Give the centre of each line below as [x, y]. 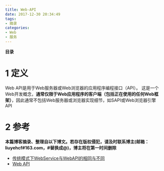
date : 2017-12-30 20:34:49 [33, 14]
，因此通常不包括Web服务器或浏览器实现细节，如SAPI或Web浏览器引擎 [84, 100]
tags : [11, 19]
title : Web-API [21, 10]
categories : [17, 28]
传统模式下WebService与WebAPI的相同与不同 [58, 158]
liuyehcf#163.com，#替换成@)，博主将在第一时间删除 [61, 147]
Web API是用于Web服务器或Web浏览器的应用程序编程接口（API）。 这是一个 [82, 88]
